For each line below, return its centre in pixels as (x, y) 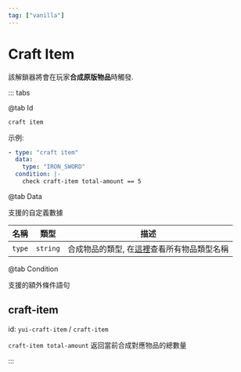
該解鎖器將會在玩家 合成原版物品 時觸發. (71, 77)
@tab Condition (33, 269)
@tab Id (21, 107)
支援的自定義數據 (36, 212)
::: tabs (19, 92)
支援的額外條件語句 (39, 285)
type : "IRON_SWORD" (54, 167)
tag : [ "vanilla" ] (36, 15)
